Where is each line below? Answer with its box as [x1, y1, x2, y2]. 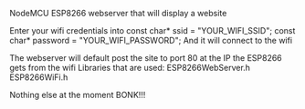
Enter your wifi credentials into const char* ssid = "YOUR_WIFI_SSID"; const [9, 25, 296, 35]
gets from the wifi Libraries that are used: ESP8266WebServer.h [9, 63, 251, 73]
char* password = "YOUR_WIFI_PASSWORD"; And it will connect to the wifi [9, 35, 293, 45]
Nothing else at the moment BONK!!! [9, 90, 146, 100]
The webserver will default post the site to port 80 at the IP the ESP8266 [9, 53, 283, 63]
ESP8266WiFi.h [9, 72, 68, 83]
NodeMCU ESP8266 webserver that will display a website [9, 8, 227, 18]
